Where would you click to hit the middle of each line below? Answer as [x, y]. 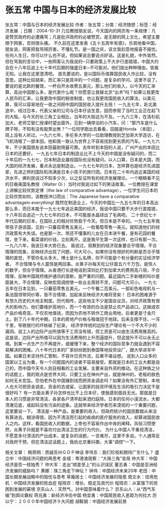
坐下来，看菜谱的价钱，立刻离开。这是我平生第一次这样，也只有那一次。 [87, 239]
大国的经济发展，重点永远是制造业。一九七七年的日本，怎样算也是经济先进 [80, 165]
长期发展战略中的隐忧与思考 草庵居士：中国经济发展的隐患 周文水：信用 [81, 477]
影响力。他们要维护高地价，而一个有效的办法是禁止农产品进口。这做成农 [87, 307]
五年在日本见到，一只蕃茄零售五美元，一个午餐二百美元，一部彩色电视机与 [80, 288]
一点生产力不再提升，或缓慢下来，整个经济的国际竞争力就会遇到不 [89, 344]
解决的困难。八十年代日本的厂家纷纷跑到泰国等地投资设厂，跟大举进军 [80, 349]
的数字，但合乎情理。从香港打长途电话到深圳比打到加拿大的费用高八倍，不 [80, 270]
